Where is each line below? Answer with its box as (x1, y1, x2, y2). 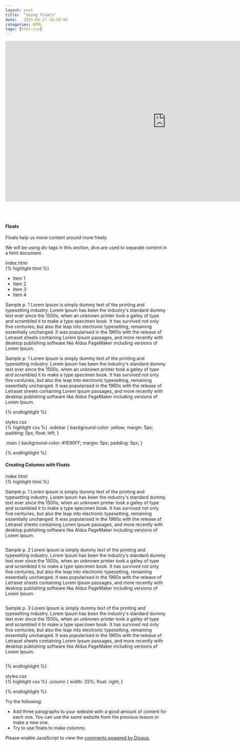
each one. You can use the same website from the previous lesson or (12, 714, 159, 720)
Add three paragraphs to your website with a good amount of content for (12, 708, 167, 715)
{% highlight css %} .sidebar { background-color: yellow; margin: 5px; (5, 425, 153, 431)
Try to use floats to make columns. (12, 724, 86, 731)
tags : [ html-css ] (5, 27, 43, 32)
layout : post (5, 7, 33, 13)
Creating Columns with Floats (5, 461, 70, 468)
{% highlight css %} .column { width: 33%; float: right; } (5, 678, 123, 684)
